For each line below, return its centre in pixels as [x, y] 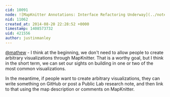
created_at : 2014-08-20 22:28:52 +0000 [47, 24]
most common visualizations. [36, 68]
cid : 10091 [17, 10]
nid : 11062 [17, 19]
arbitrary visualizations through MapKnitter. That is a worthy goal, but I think [84, 58]
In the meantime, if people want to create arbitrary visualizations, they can [83, 78]
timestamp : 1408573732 [29, 29]
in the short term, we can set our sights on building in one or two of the [79, 63]
